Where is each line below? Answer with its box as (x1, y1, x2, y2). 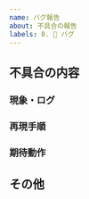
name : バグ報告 (9, 12, 61, 22)
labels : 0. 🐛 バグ (9, 29, 75, 38)
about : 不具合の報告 (9, 21, 77, 30)
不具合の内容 (9, 64, 80, 80)
